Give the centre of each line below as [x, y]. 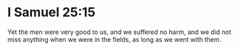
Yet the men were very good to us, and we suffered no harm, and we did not [119, 32]
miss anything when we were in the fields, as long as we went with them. [115, 39]
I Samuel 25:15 [51, 12]
